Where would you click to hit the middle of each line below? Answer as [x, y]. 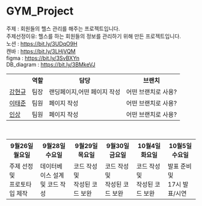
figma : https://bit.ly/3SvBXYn [43, 58]
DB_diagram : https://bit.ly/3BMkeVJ [51, 64]
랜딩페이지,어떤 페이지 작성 [85, 92]
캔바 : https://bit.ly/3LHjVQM [41, 51]
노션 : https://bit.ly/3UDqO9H [42, 43]
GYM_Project [40, 11]
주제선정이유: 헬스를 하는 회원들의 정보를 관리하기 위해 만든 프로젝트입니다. [94, 36]
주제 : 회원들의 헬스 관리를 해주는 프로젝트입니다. [63, 28]
